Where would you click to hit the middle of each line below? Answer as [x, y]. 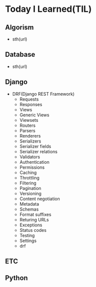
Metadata [29, 204]
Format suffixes [35, 214]
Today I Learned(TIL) [48, 9]
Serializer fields [35, 146]
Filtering [28, 183]
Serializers [30, 141]
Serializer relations [38, 151]
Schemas [29, 209]
